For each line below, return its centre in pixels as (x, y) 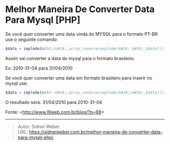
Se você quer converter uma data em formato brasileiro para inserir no (79, 78)
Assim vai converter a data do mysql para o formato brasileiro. (70, 58)
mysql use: (17, 83)
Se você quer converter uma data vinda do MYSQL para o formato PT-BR (81, 34)
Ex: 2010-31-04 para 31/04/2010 (39, 68)
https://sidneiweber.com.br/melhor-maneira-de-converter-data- (96, 132)
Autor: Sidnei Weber (38, 126)
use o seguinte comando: (32, 39)
